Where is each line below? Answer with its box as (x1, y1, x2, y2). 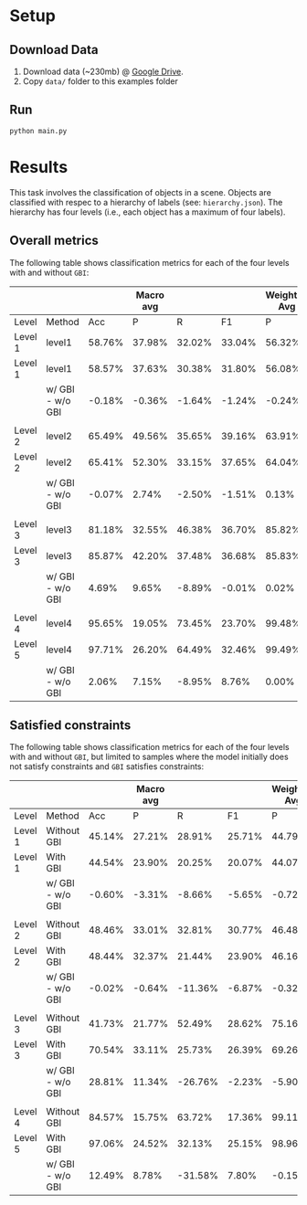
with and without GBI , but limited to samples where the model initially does (9, 751, 290, 763)
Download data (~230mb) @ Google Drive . (22, 66, 185, 77)
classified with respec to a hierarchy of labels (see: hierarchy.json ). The (9, 196, 283, 207)
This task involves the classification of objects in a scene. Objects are (9, 186, 271, 197)
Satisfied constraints (9, 717, 132, 733)
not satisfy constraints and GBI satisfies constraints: (9, 761, 205, 772)
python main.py (9, 126, 68, 135)
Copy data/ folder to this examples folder (22, 76, 178, 87)
